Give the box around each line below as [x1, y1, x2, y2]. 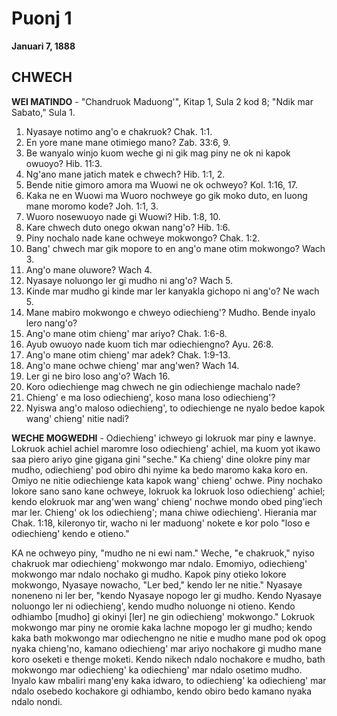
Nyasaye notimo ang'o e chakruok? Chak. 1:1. [25, 125, 213, 137]
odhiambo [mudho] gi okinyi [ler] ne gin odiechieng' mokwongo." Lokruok [11, 610, 316, 622]
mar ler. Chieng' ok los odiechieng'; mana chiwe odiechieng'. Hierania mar [11, 506, 318, 518]
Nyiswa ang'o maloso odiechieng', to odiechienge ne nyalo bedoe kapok [25, 402, 326, 414]
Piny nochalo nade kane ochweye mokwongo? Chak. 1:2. [25, 232, 261, 244]
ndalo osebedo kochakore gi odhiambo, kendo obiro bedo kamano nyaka [11, 685, 313, 697]
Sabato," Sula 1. [11, 106, 76, 118]
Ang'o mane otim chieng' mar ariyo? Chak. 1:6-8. [25, 327, 228, 339]
